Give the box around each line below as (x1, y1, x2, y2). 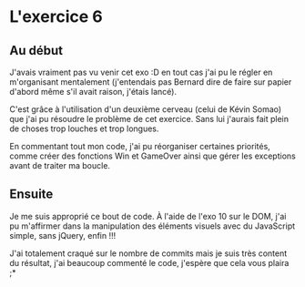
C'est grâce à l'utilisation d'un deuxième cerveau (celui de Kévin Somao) (9, 104, 282, 115)
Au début (9, 43, 64, 58)
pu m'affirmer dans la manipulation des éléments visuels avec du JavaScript (9, 220, 296, 231)
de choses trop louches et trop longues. (9, 123, 159, 134)
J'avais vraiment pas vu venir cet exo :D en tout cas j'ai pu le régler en (9, 67, 273, 77)
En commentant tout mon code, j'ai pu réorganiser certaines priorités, (9, 141, 270, 151)
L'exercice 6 (9, 6, 103, 27)
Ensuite (9, 187, 54, 202)
